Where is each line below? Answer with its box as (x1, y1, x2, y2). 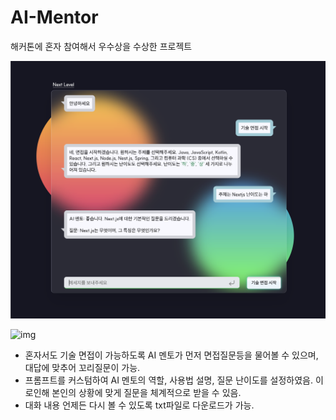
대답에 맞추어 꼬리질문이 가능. (24, 361, 141, 373)
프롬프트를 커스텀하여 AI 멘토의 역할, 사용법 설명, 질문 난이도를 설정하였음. (24, 374, 314, 386)
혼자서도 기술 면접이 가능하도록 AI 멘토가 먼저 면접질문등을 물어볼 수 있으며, (24, 349, 319, 361)
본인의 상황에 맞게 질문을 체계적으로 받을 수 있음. (51, 386, 242, 398)
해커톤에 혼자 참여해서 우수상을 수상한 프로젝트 (10, 40, 193, 52)
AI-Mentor (10, 6, 99, 29)
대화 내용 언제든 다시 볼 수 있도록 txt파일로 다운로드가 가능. (24, 399, 255, 411)
